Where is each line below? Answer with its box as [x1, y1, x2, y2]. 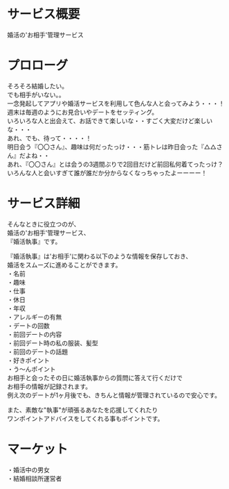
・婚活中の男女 [7, 465, 50, 474]
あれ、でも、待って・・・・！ [7, 133, 92, 142]
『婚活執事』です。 [7, 237, 62, 245]
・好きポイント [7, 356, 50, 365]
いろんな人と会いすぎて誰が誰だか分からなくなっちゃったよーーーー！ [7, 168, 208, 177]
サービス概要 [7, 6, 81, 22]
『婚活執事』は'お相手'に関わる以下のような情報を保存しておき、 [7, 251, 192, 260]
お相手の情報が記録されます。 [7, 382, 92, 390]
